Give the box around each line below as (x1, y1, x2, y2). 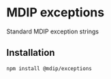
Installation (6, 47, 55, 59)
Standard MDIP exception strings (6, 27, 99, 35)
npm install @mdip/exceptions (6, 65, 93, 72)
